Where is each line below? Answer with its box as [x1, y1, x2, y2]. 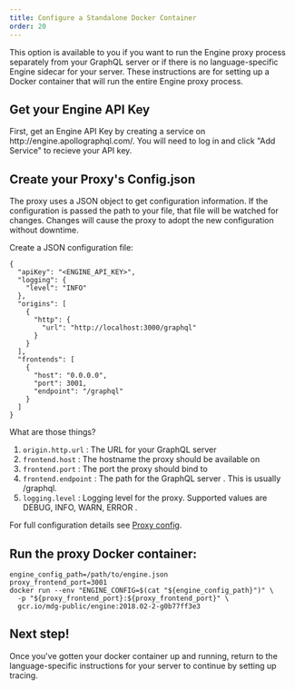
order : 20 [9, 22, 47, 31]
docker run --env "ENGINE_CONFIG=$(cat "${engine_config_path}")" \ [9, 586, 274, 595]
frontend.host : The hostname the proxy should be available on [22, 454, 261, 465]
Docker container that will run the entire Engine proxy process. [9, 75, 243, 86]
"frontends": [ [17, 355, 75, 364]
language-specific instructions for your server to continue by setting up [9, 660, 277, 671]
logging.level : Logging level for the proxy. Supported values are [22, 492, 268, 504]
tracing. [9, 669, 38, 681]
